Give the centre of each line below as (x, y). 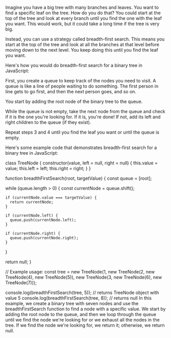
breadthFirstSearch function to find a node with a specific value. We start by (86, 309)
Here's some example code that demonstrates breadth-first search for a (81, 147)
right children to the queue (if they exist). (48, 122)
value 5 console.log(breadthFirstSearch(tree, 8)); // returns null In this (79, 298)
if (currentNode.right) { (33, 234)
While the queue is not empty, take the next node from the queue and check (86, 111)
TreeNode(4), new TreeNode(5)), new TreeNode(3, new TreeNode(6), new (84, 277)
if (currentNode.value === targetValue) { (51, 198)
